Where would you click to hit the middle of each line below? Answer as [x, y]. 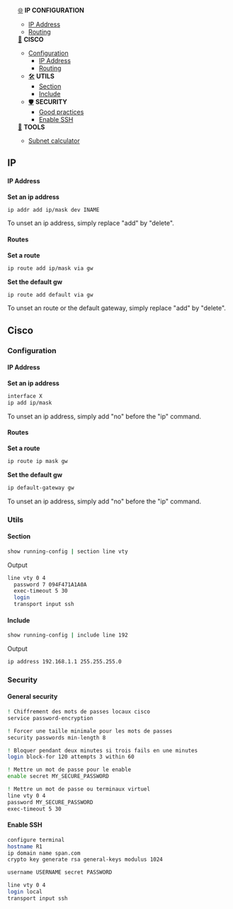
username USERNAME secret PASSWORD [60, 873]
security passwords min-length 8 [57, 738]
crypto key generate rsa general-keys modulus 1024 [85, 859]
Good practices [61, 112]
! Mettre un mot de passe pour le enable [69, 770]
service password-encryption [50, 718]
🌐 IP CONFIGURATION [51, 10]
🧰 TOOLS [31, 127]
